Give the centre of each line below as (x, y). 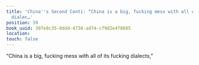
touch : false (22, 39)
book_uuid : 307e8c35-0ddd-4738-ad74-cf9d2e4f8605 (69, 28)
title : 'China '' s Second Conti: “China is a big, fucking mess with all (98, 12)
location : (18, 34)
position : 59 (22, 22)
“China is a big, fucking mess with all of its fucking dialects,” (80, 56)
